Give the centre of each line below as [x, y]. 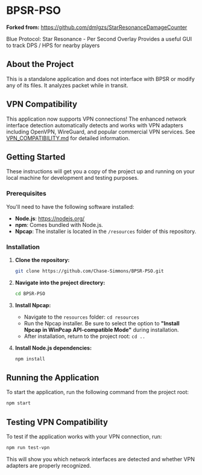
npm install [30, 359]
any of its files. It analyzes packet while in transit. [67, 85]
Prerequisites [26, 194]
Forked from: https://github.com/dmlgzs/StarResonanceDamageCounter [97, 27]
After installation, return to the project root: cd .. [85, 336]
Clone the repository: [42, 260]
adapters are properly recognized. [49, 465]
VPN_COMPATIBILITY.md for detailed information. [68, 138]
